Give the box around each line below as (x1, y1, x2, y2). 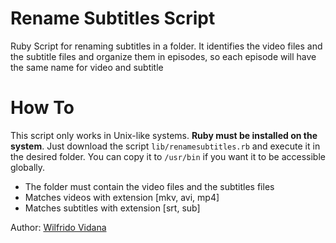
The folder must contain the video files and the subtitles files (24, 180, 275, 192)
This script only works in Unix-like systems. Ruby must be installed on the (10, 129, 318, 141)
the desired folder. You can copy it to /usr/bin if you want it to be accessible (10, 150, 326, 162)
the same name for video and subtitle (10, 61, 164, 73)
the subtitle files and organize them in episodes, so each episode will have (10, 50, 317, 62)
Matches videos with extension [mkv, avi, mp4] (24, 191, 220, 203)
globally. (10, 161, 46, 173)
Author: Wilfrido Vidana (10, 221, 107, 233)
